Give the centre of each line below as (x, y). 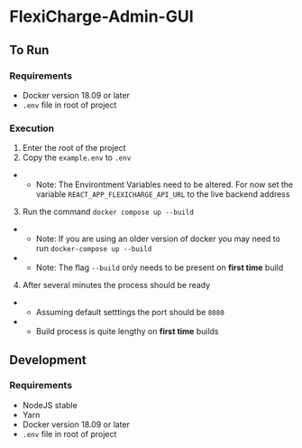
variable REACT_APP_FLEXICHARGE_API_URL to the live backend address (163, 194)
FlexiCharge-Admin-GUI (101, 17)
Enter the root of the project (74, 148)
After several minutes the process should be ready (116, 285)
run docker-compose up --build (94, 248)
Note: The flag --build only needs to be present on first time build (160, 267)
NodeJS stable (50, 405)
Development (48, 360)
